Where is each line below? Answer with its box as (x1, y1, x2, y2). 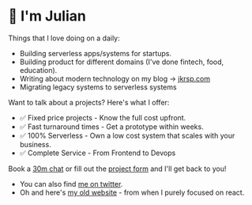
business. (19, 139, 51, 149)
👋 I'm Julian (8, 7, 87, 25)
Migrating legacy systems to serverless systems (19, 82, 177, 92)
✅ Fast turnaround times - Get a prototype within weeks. (19, 122, 204, 131)
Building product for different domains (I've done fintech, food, (19, 57, 224, 66)
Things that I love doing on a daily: (8, 33, 120, 43)
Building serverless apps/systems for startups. (19, 48, 172, 58)
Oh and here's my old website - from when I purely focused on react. (19, 188, 245, 197)
